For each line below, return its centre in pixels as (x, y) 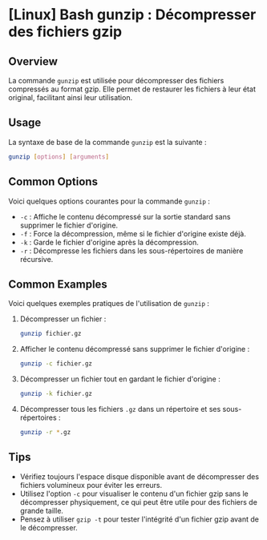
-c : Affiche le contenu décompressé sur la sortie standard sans (125, 216)
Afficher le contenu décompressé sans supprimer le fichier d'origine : (135, 349)
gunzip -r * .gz (45, 432)
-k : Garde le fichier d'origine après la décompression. (109, 242)
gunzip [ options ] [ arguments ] (59, 157)
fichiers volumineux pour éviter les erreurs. (91, 485)
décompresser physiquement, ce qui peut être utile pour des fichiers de (139, 502)
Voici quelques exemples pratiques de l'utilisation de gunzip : (109, 304)
